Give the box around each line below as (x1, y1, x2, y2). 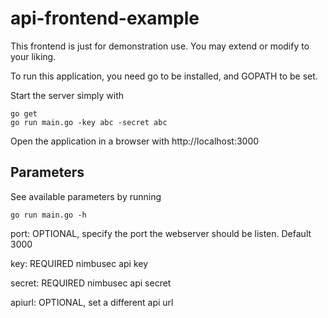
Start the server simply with (10, 89, 125, 101)
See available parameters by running (10, 190, 162, 202)
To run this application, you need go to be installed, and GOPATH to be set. (10, 70, 318, 82)
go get (10, 108, 38, 119)
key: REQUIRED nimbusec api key (10, 257, 149, 269)
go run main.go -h (10, 210, 87, 220)
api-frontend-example (10, 7, 200, 30)
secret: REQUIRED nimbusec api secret (10, 277, 172, 289)
